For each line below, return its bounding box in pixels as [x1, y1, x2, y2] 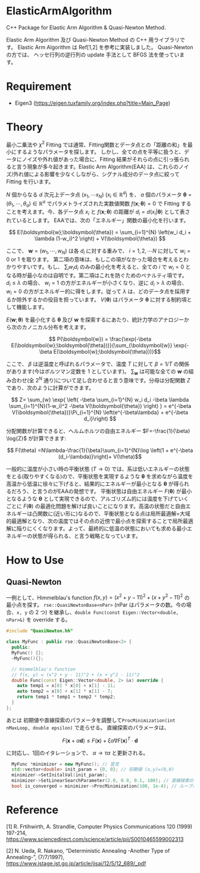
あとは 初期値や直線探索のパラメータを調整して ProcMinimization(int [6, 716, 176, 724]
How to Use [6, 554, 64, 567]
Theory [6, 120, 43, 134]
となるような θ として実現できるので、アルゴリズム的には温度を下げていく [6, 495, 189, 502]
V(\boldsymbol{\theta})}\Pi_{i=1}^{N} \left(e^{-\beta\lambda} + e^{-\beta [11, 409, 189, 416]
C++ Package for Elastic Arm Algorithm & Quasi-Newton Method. [6, 24, 166, 31]
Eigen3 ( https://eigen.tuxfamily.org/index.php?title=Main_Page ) [14, 99, 171, 107]
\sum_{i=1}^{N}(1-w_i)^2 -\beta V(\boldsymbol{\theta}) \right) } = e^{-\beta [8, 402, 192, 409]
